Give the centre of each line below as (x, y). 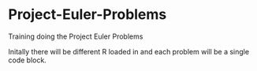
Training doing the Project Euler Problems (76, 36)
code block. (28, 60)
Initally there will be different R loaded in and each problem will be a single (129, 51)
